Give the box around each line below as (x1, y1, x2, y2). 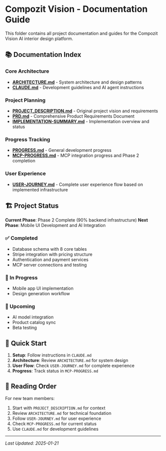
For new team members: (5, 395, 55, 401)
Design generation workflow (12, 290, 70, 296)
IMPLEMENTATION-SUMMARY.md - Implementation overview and (12, 118, 150, 124)
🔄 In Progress (5, 274, 38, 281)
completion (12, 158, 36, 164)
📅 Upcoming (5, 303, 36, 310)
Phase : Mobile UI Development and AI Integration (5, 223, 106, 228)
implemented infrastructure (12, 186, 68, 192)
